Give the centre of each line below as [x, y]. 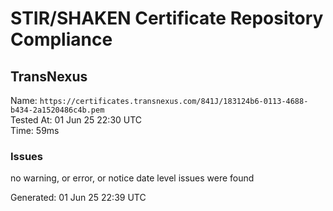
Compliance [61, 39]
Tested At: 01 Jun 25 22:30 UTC [76, 120]
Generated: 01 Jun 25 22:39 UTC [78, 198]
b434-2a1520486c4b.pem [57, 110]
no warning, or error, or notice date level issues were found [132, 178]
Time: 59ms [35, 130]
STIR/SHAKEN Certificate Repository [167, 18]
